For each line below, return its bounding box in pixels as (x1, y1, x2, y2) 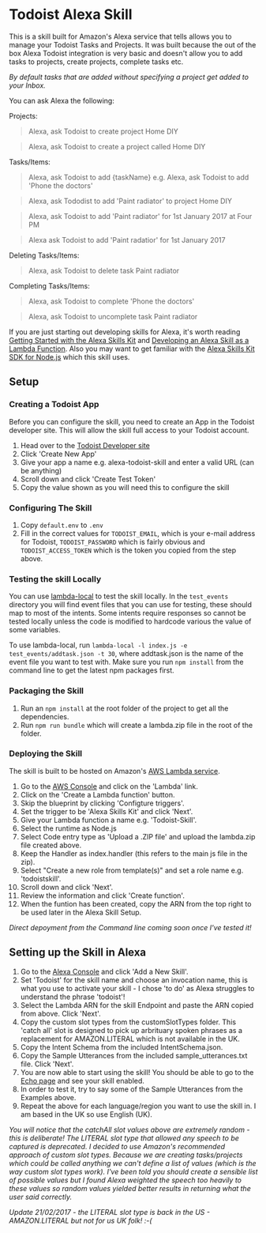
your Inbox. (9, 81, 46, 90)
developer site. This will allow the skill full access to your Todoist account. (9, 425, 249, 435)
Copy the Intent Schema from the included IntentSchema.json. (20, 1042, 223, 1052)
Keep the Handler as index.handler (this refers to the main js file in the (20, 848, 248, 858)
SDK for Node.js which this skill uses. (9, 352, 130, 361)
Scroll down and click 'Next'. (20, 882, 114, 892)
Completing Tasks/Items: (9, 281, 90, 290)
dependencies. (20, 711, 69, 721)
